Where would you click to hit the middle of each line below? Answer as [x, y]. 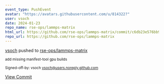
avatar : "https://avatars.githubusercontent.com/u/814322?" [68, 14]
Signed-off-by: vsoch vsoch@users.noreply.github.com [52, 68]
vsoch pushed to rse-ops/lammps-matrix [46, 50]
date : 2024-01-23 [23, 23]
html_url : [15, 32]
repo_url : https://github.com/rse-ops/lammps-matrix [60, 37]
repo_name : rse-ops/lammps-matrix [40, 28]
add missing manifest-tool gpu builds [36, 59]
